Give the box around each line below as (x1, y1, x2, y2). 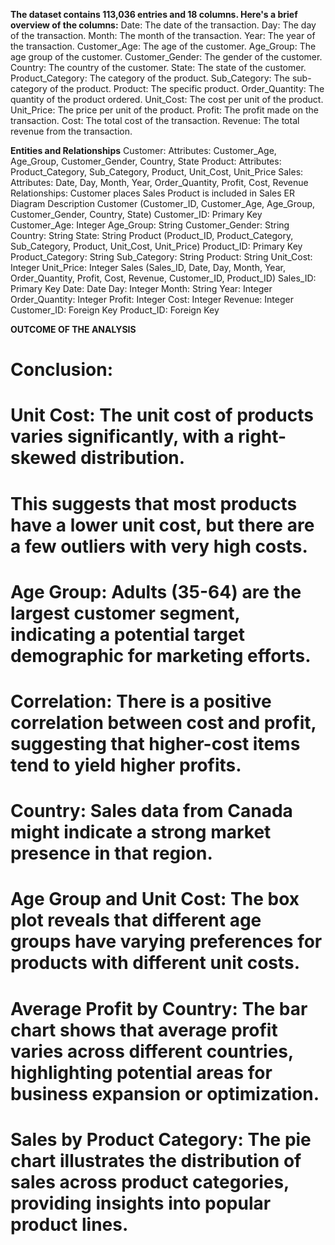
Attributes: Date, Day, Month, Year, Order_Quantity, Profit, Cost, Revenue (10, 177, 309, 188)
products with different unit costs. (10, 952, 301, 974)
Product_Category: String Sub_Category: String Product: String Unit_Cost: (10, 251, 313, 263)
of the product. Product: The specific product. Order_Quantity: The (49, 83, 325, 94)
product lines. (10, 1213, 129, 1236)
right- (238, 425, 287, 448)
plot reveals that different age (10, 909, 262, 932)
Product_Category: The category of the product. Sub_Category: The (10, 72, 290, 84)
